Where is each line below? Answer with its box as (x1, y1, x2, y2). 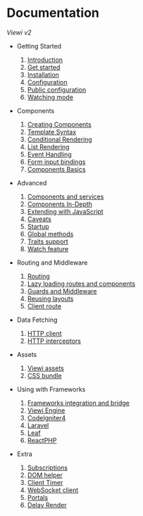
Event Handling (27, 150, 72, 158)
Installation (27, 70, 59, 79)
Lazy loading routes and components (27, 279, 135, 288)
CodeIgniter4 (27, 413, 66, 422)
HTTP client (27, 329, 62, 337)
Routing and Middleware (16, 258, 88, 267)
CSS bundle (27, 371, 62, 379)
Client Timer (27, 478, 63, 486)
